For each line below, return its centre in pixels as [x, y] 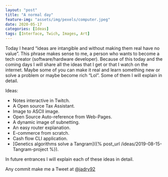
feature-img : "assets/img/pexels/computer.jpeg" [58, 19]
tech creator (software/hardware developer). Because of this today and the [84, 59]
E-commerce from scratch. [41, 133]
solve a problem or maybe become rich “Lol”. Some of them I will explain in [84, 75]
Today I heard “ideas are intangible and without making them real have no [82, 48]
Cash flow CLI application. [40, 138]
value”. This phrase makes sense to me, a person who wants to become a [82, 54]
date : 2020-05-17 [24, 24]
